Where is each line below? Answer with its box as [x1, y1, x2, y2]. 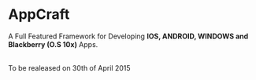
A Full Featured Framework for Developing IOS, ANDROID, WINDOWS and [8, 31, 249, 41]
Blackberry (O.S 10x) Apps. [8, 39, 98, 49]
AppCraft [8, 5, 70, 24]
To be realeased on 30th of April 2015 [8, 63, 132, 72]
